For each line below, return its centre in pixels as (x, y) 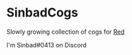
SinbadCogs (42, 13)
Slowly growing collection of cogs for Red (66, 32)
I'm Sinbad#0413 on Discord (47, 45)
